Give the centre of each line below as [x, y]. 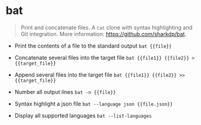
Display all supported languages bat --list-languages [83, 115]
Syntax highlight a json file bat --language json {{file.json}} [94, 104]
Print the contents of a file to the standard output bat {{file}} [93, 46]
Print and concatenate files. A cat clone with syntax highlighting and [107, 27]
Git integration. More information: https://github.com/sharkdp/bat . [104, 34]
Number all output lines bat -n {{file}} [65, 91]
